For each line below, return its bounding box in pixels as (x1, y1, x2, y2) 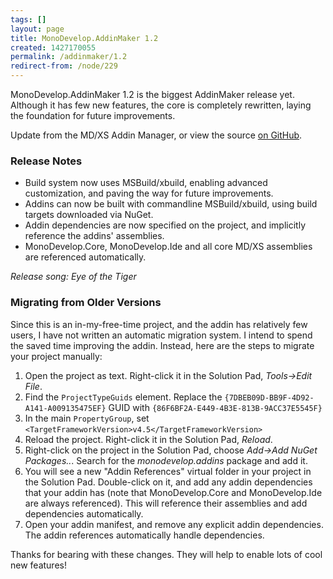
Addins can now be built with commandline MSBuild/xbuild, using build (24, 198, 318, 210)
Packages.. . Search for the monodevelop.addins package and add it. (24, 454, 308, 466)
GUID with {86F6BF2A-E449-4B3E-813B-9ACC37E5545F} (108, 401, 323, 413)
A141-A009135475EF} (24, 403, 107, 413)
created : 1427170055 (10, 42, 97, 53)
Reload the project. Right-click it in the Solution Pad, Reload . (24, 433, 273, 445)
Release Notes (10, 154, 83, 168)
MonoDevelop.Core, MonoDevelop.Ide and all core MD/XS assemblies (24, 241, 313, 253)
